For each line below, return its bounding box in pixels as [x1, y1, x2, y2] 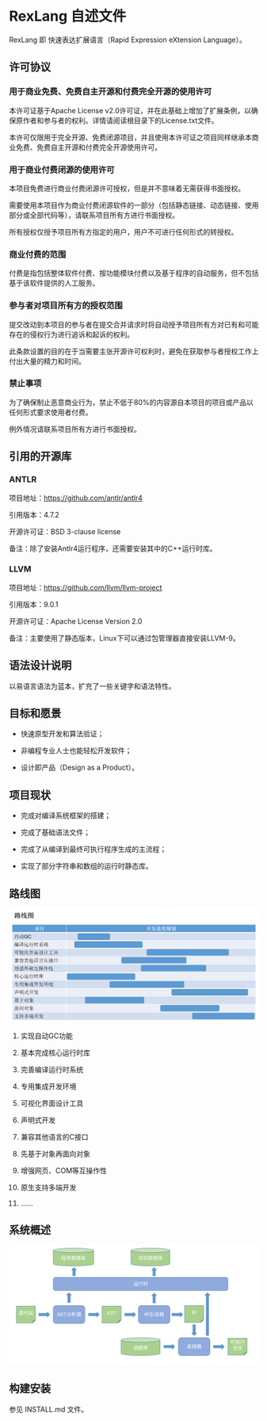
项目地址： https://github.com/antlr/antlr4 [9, 493, 143, 502]
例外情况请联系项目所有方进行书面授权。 [9, 424, 141, 434]
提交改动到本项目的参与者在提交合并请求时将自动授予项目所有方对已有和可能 [9, 319, 259, 329]
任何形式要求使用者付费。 [9, 407, 93, 417]
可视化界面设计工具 [20, 1098, 84, 1108]
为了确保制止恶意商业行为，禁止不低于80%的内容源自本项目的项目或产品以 [9, 397, 254, 407]
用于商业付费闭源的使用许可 [9, 164, 115, 175]
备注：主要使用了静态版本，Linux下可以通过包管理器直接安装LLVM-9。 [9, 633, 240, 643]
